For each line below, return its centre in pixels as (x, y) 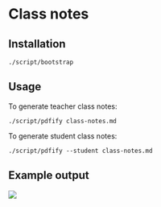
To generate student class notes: (63, 136)
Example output (49, 175)
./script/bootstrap (41, 62)
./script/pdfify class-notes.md (62, 121)
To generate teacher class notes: (63, 106)
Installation (37, 44)
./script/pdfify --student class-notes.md (80, 151)
